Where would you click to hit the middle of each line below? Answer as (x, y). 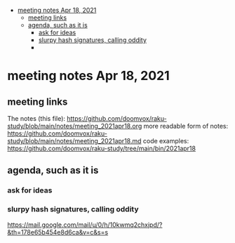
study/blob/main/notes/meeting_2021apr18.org (75, 126)
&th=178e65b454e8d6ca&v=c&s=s (58, 232)
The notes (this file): (36, 118)
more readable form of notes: (186, 126)
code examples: (166, 141)
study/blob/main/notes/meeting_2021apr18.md (74, 141)
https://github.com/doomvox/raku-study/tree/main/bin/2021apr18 (102, 148)
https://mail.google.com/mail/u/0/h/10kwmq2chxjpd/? (85, 225)
